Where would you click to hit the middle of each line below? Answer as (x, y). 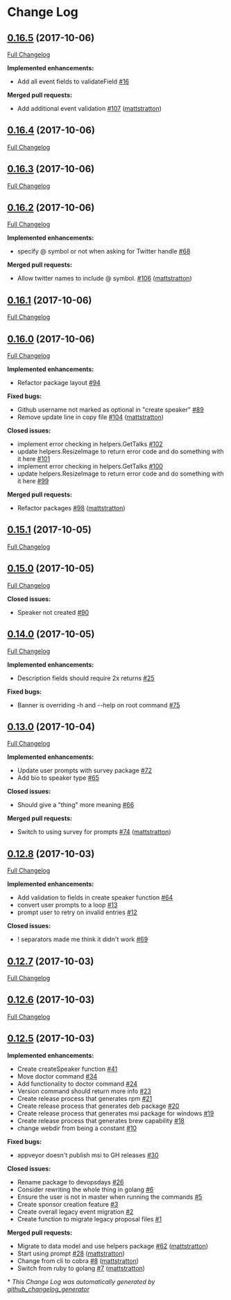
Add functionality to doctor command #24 (77, 1083)
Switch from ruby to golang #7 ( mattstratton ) (81, 1268)
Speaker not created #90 (53, 612)
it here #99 (33, 481)
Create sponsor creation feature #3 (68, 1204)
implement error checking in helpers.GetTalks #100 (90, 467)
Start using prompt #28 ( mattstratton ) (71, 1253)
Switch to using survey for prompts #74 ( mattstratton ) (94, 832)
